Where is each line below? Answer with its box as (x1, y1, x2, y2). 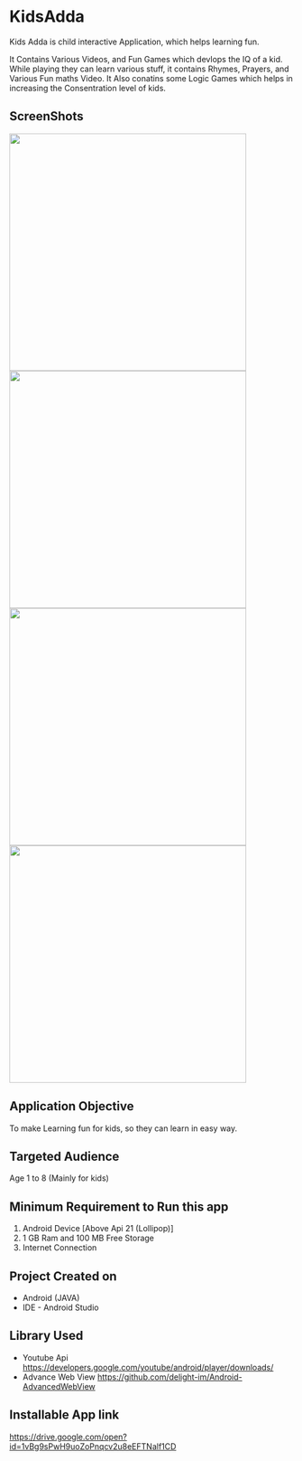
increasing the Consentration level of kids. (9, 82, 167, 93)
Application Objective (9, 1098, 134, 1114)
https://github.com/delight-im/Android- (97, 1371, 243, 1382)
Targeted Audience (9, 1148, 120, 1164)
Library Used (9, 1328, 84, 1343)
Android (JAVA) (22, 1293, 80, 1303)
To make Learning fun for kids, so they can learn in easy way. (9, 1123, 238, 1134)
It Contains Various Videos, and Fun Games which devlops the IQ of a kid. (9, 53, 283, 64)
